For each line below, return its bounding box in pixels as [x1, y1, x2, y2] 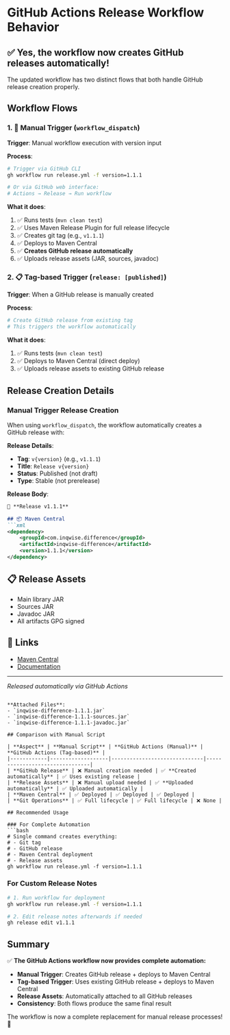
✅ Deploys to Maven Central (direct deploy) [16, 357, 140, 365]
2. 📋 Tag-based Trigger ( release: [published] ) [7, 273, 167, 282]
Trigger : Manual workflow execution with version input [7, 138, 162, 147]
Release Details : [7, 441, 54, 449]
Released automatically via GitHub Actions [7, 682, 128, 690]
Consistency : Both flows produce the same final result [16, 999, 172, 1008]
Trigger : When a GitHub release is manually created [7, 290, 154, 299]
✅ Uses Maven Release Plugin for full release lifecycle [16, 224, 170, 232]
